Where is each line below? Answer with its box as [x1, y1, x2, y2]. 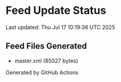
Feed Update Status [5, 4, 107, 17]
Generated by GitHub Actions [5, 69, 79, 76]
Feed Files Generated [5, 41, 87, 51]
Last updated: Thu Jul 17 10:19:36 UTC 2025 [5, 24, 116, 31]
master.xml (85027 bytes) [14, 57, 79, 64]
